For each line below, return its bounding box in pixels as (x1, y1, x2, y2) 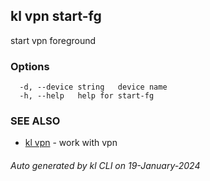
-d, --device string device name (19, 82, 168, 93)
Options (10, 59, 50, 73)
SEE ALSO (10, 114, 61, 128)
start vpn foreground (10, 34, 97, 46)
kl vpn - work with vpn (24, 137, 118, 149)
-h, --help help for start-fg (19, 91, 155, 101)
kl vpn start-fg (10, 8, 102, 25)
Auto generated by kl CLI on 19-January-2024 (10, 160, 201, 171)
